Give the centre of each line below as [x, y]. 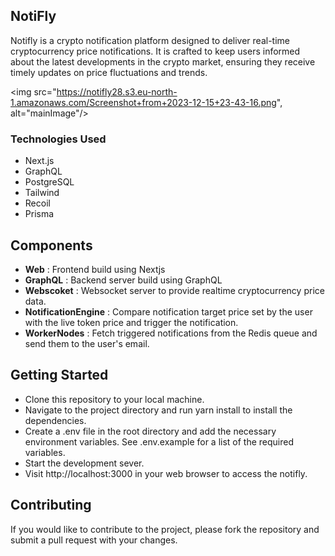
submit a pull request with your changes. [94, 540]
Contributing [51, 505]
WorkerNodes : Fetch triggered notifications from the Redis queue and [171, 333]
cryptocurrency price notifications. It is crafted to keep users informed [155, 51]
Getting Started [59, 375]
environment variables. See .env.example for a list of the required [159, 441]
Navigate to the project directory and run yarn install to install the [158, 410]
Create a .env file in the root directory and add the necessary [150, 431]
